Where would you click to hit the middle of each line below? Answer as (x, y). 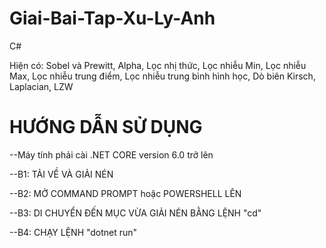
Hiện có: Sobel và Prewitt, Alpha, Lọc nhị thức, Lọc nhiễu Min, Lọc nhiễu (158, 65)
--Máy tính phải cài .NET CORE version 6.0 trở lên (111, 154)
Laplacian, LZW (41, 86)
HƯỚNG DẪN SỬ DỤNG (106, 127)
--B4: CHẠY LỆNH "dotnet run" (73, 232)
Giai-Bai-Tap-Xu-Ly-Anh (112, 18)
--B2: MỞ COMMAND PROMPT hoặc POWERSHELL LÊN (125, 193)
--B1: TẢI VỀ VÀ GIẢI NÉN (61, 174)
